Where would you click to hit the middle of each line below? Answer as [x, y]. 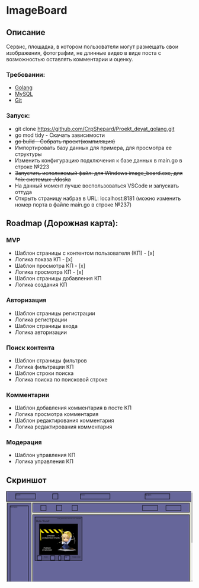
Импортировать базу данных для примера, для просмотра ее [93, 148]
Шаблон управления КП [45, 455]
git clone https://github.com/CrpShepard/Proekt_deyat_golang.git [94, 129]
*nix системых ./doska [43, 179]
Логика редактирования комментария [63, 427]
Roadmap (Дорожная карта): [62, 223]
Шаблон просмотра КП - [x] [50, 266]
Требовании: [26, 74]
